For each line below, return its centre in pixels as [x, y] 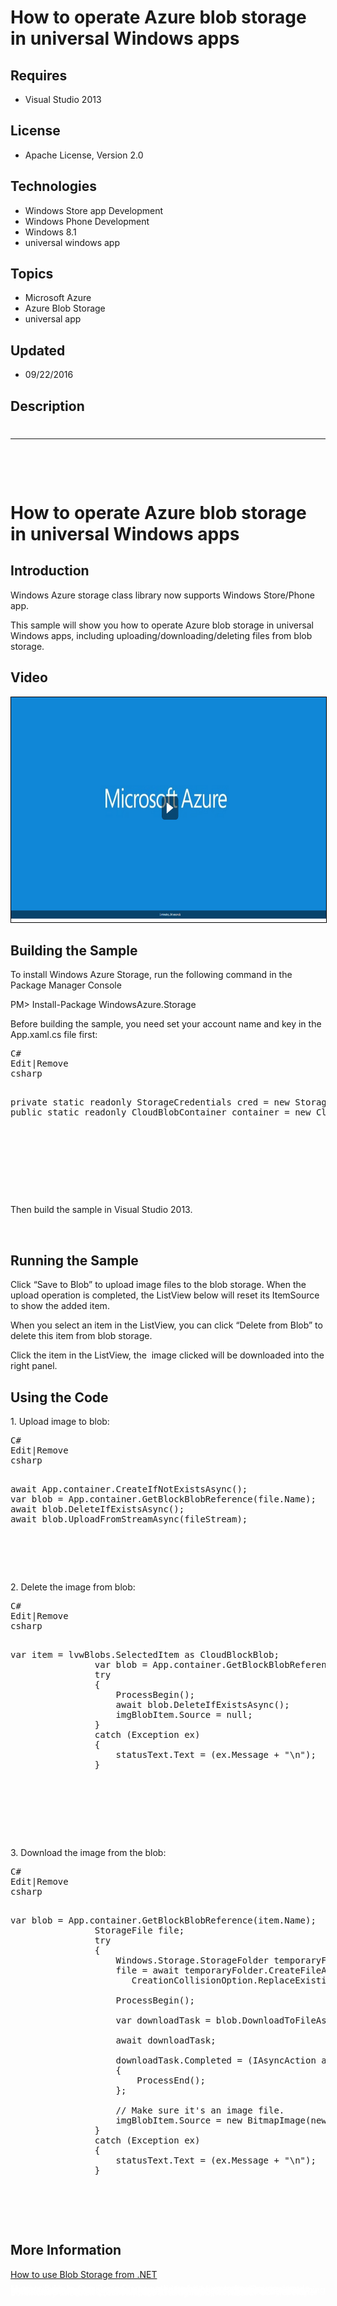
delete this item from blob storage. [81, 1336]
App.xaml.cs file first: [54, 1035]
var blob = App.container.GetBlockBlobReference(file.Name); [163, 1499]
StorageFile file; [139, 1930]
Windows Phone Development [87, 221]
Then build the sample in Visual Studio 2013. [101, 1210]
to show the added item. [60, 1306]
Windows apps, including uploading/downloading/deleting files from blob [161, 635]
